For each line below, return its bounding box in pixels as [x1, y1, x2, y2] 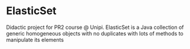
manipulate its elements [6, 36, 64, 43]
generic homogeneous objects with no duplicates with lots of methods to [6, 30, 184, 37]
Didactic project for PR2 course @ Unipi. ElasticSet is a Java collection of [6, 24, 184, 31]
